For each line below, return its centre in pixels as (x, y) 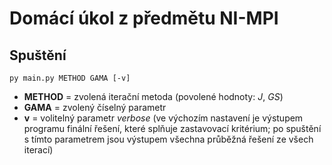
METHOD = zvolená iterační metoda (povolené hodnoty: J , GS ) (153, 96)
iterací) (38, 150)
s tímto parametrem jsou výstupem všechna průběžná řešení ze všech (168, 139)
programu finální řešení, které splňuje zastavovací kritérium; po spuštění (172, 128)
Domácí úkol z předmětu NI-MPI (144, 18)
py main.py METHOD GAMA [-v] (70, 78)
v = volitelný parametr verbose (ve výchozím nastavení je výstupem (163, 118)
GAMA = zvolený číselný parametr (95, 107)
